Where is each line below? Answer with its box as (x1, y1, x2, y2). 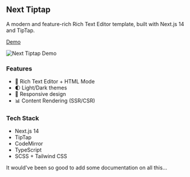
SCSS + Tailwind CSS (14, 153, 67, 160)
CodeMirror (14, 140, 43, 147)
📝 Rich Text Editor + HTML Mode (14, 78, 95, 85)
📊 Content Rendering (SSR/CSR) (14, 97, 96, 104)
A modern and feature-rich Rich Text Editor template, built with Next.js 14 (6, 20, 185, 27)
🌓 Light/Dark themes (14, 84, 67, 91)
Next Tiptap (6, 5, 51, 15)
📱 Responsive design (14, 91, 66, 98)
